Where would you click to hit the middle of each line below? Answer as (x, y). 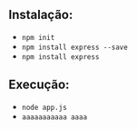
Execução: (39, 85)
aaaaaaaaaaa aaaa (54, 117)
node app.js (44, 107)
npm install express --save (74, 47)
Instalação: (41, 15)
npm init (38, 37)
